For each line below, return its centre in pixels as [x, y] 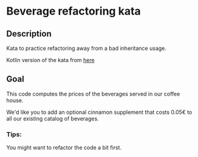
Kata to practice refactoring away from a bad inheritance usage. [87, 48]
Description [29, 34]
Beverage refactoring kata [73, 11]
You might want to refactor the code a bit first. [64, 148]
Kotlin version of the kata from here [51, 60]
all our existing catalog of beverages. [53, 118]
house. [15, 100]
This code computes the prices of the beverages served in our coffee [93, 94]
